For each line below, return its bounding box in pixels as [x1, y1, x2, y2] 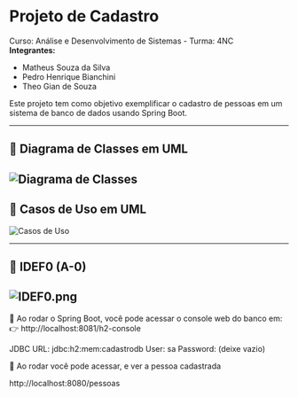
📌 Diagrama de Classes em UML [9, 142, 189, 157]
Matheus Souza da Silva [21, 62, 111, 73]
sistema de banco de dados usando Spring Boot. [9, 107, 188, 118]
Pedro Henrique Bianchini [21, 71, 116, 82]
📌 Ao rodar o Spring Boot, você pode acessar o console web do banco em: [9, 313, 283, 323]
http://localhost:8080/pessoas [9, 378, 121, 388]
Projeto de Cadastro [9, 6, 160, 27]
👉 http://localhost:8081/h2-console [9, 323, 142, 333]
